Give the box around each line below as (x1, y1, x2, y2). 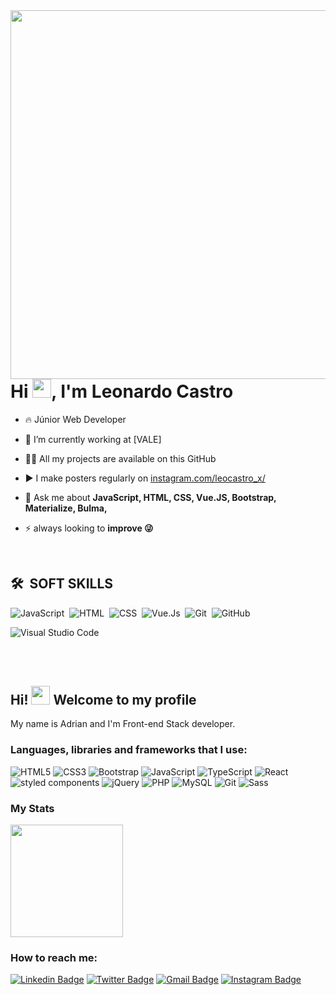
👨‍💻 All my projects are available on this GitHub (24, 452, 217, 464)
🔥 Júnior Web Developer (24, 413, 127, 425)
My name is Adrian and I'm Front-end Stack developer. (10, 718, 236, 730)
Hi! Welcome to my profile (10, 691, 197, 708)
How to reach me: (10, 950, 98, 964)
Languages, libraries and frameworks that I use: (10, 743, 248, 757)
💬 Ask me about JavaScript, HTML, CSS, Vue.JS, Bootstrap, (24, 491, 277, 503)
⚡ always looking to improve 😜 (24, 522, 154, 534)
